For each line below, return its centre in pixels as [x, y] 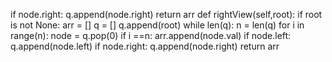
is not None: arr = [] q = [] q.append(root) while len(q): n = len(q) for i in [157, 25]
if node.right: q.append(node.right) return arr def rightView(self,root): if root [166, 14]
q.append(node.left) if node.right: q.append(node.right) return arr [145, 46]
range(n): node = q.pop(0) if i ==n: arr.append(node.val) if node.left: [151, 35]
